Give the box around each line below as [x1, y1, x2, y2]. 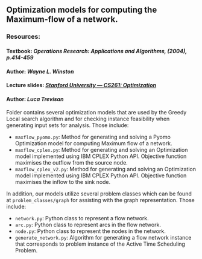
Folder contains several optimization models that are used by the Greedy [6, 109, 187, 116]
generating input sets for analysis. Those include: [6, 122, 129, 129]
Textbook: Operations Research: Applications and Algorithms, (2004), [6, 47, 187, 54]
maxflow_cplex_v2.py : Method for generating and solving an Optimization [14, 166, 196, 173]
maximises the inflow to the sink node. [14, 179, 111, 186]
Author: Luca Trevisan [6, 95, 64, 102]
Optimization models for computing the [6, 5, 157, 15]
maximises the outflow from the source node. [14, 159, 128, 166]
